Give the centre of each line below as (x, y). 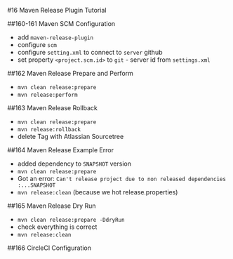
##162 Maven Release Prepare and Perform (70, 73)
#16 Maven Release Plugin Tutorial (57, 10)
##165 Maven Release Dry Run (52, 206)
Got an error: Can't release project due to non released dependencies (122, 179)
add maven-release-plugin (55, 37)
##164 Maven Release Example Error (61, 150)
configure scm (37, 45)
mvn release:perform (47, 95)
